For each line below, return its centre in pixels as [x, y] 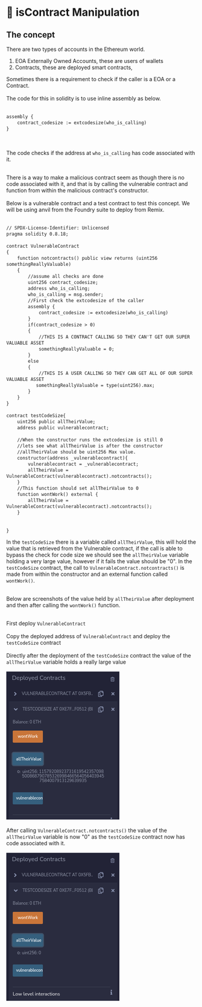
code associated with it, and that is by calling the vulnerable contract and [97, 184]
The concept [31, 35]
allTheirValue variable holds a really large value [66, 662]
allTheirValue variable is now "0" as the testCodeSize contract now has [96, 837]
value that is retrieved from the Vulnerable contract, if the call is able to [94, 548]
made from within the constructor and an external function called [87, 574]
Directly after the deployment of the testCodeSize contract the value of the [99, 655]
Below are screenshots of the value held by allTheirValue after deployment [100, 599]
